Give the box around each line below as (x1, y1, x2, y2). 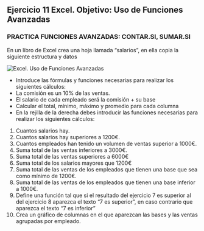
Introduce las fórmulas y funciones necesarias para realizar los (15, 76, 174, 84)
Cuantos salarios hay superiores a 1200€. (15, 133, 121, 140)
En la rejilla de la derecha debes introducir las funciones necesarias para (15, 109, 199, 116)
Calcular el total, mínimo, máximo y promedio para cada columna (15, 102, 179, 109)
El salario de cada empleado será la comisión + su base (15, 95, 156, 103)
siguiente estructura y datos (7, 53, 78, 60)
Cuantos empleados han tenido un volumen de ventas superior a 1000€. (15, 140, 197, 147)
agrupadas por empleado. (15, 217, 81, 224)
